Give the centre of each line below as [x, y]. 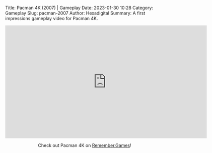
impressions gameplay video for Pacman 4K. [52, 18]
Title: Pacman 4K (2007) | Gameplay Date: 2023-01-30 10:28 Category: [79, 8]
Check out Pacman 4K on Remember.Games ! [85, 145]
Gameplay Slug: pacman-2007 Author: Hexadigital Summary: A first [75, 13]
